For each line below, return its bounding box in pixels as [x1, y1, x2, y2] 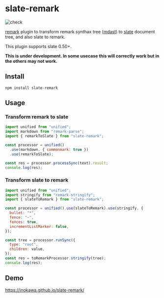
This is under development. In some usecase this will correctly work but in [5, 53, 160, 59]
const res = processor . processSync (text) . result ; [5, 161, 109, 165]
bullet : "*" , [9, 211, 36, 216]
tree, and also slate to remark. [5, 34, 66, 40]
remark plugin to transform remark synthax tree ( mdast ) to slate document [5, 28, 155, 34]
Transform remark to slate [5, 113, 69, 120]
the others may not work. [5, 58, 58, 64]
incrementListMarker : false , [9, 224, 69, 229]
